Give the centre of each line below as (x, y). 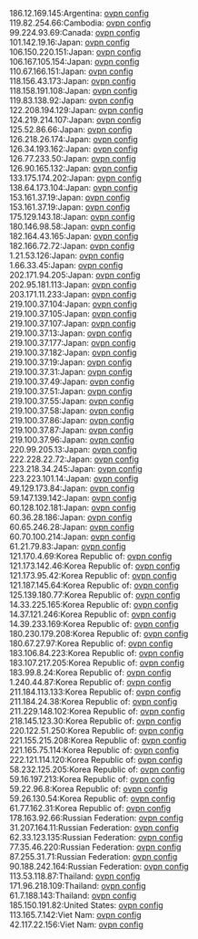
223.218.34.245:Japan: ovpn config (76, 469)
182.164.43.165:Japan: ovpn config (74, 236)
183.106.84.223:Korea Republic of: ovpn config (97, 653)
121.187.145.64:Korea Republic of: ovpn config (94, 585)
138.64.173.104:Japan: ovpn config (74, 188)
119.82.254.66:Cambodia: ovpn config (80, 23)
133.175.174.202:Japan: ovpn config (76, 178)
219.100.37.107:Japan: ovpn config (73, 323)
